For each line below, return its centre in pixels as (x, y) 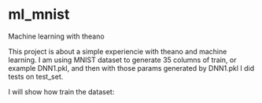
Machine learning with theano (56, 36)
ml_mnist (39, 15)
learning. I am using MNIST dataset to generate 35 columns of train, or (122, 60)
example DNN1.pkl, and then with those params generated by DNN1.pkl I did (131, 68)
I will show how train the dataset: (61, 91)
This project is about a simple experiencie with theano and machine (118, 51)
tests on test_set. (36, 76)
